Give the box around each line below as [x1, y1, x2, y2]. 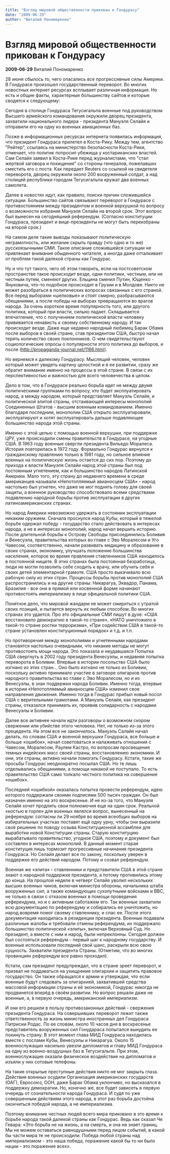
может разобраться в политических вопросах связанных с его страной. [5, 287, 163, 293]
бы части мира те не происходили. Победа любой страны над [5, 1133, 141, 1139]
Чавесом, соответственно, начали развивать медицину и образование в [5, 542, 164, 548]
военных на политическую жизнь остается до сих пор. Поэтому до [5, 457, 152, 463]
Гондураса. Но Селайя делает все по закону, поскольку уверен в [5, 851, 148, 858]
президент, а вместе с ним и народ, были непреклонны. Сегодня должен [5, 931, 165, 937]
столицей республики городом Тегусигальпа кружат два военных [5, 177, 149, 183]
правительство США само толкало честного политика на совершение [5, 771, 158, 777]
